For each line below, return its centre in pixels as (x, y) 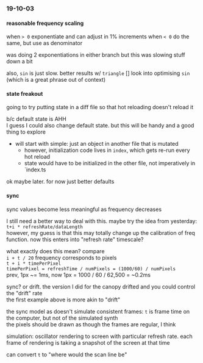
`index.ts (35, 170)
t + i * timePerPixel (34, 264)
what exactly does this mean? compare (55, 251)
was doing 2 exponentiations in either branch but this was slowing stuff (96, 55)
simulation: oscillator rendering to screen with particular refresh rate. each (100, 336)
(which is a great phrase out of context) (56, 80)
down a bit (20, 62)
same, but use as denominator (45, 43)
